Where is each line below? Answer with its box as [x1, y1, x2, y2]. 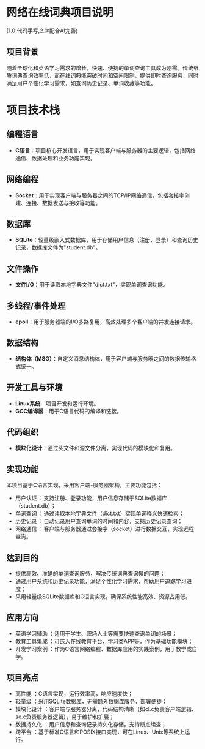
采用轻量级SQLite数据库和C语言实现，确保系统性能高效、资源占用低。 [15, 593, 191, 600]
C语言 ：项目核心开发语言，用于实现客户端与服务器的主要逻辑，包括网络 [15, 146, 196, 154]
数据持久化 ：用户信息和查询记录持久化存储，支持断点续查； [15, 720, 167, 728]
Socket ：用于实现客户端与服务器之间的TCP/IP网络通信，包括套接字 [15, 191, 185, 199]
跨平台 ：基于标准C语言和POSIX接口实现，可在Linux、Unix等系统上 [15, 728, 185, 736]
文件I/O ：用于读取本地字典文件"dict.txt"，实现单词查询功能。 [15, 281, 169, 288]
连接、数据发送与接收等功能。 [26, 199, 101, 206]
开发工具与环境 [6, 382, 63, 393]
